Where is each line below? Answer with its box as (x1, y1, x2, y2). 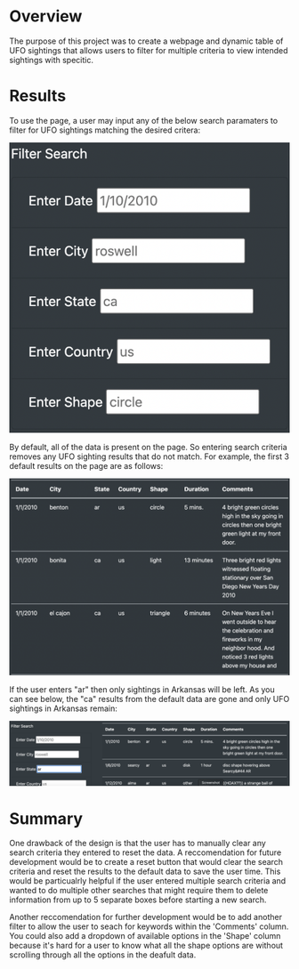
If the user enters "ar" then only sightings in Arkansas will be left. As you (9, 684, 276, 695)
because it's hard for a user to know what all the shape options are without (9, 941, 283, 951)
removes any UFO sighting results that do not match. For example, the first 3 (9, 451, 289, 462)
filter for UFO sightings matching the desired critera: (9, 125, 201, 135)
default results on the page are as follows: (9, 460, 164, 471)
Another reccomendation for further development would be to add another (9, 912, 283, 923)
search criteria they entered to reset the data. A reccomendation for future (9, 847, 282, 858)
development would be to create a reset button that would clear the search (9, 857, 283, 868)
